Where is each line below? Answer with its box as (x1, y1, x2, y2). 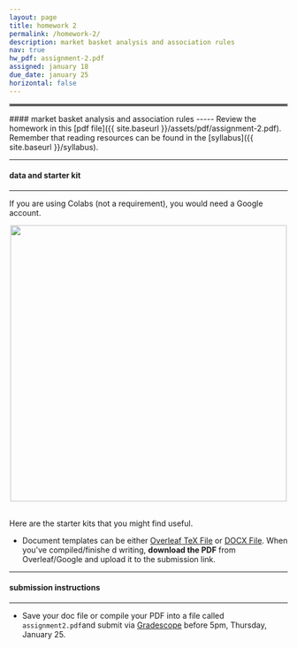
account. (9, 207, 42, 217)
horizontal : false (9, 79, 77, 88)
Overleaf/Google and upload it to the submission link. (21, 553, 217, 564)
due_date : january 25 (9, 71, 89, 80)
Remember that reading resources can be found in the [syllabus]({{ (9, 132, 254, 142)
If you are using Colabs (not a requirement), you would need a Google (9, 198, 263, 209)
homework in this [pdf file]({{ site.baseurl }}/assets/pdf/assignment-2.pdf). (9, 123, 282, 133)
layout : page (9, 12, 57, 22)
